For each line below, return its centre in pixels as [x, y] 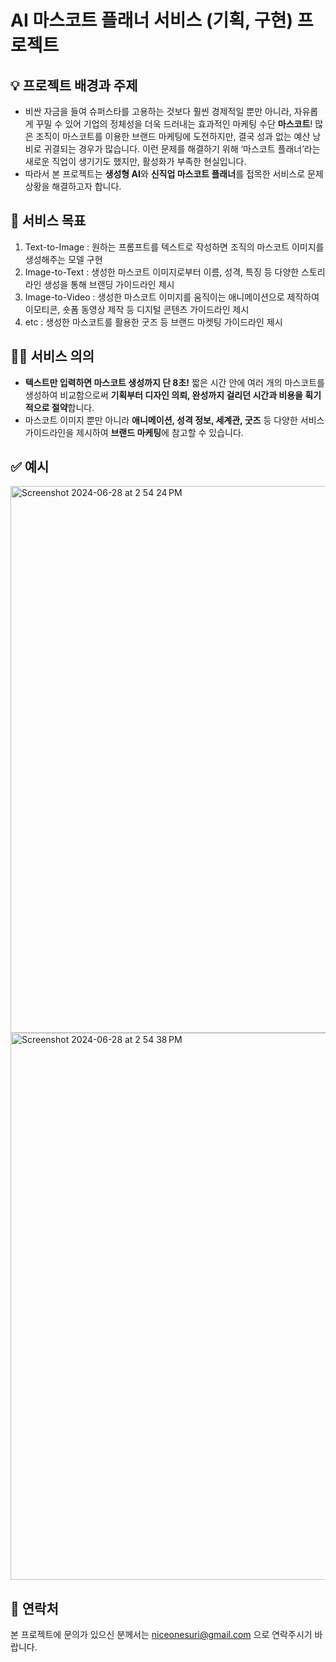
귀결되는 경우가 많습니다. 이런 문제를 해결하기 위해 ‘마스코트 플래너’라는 [182, 149]
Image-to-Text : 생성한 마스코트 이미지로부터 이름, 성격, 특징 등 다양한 [162, 272]
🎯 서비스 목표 [48, 221]
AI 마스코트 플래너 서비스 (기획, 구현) [152, 20]
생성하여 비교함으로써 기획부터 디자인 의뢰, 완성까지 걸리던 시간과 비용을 [163, 395]
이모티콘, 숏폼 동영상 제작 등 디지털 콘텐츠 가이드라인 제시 [137, 309]
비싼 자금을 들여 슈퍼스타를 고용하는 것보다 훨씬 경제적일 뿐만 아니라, [158, 111]
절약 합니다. [73, 407]
